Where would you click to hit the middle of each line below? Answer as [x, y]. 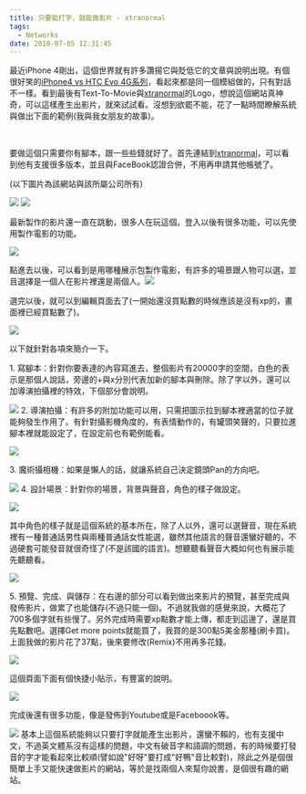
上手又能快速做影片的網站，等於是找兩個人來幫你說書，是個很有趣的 [153, 768]
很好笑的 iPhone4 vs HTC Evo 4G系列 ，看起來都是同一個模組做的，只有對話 [150, 82]
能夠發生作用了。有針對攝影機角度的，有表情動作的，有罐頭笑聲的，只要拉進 [153, 422]
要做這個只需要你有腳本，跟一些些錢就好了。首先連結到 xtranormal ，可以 [146, 153]
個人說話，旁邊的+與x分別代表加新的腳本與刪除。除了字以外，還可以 [162, 380]
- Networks [38, 35]
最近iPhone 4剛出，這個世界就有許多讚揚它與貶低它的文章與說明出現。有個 [150, 70]
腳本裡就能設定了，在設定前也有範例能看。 [89, 434]
